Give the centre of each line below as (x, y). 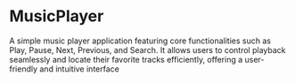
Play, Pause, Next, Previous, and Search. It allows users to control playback (147, 49)
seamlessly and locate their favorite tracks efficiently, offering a (126, 59)
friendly (24, 69)
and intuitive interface (80, 69)
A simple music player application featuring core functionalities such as (140, 41)
